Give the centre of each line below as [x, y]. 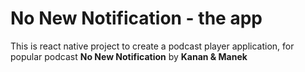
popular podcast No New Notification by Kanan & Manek [129, 56]
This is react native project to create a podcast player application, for [152, 46]
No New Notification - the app [136, 18]
